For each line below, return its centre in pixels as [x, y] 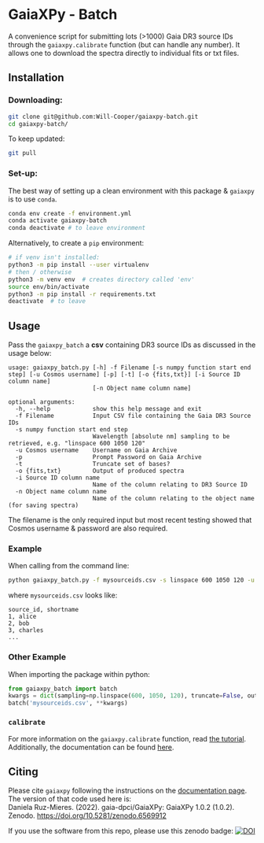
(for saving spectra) [44, 505]
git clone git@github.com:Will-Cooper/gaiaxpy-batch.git [103, 116]
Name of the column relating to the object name [174, 499]
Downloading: [35, 100]
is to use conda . [33, 199]
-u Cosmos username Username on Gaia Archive [96, 450]
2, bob [19, 623]
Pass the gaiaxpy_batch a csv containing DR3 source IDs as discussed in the [132, 345]
